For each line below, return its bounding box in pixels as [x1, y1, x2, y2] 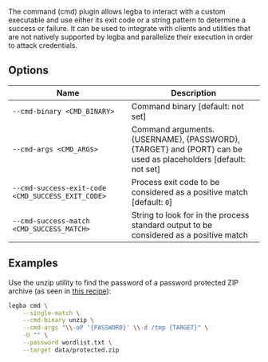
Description [171, 87, 217, 98]
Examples [8, 257, 58, 270]
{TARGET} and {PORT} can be [131, 144, 243, 155]
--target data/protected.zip [22, 346, 120, 354]
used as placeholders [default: [131, 153, 246, 164]
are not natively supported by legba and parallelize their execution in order [8, 32, 254, 41]
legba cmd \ [8, 301, 48, 309]
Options [8, 64, 49, 77]
